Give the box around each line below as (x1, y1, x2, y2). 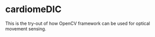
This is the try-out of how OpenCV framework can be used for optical (5, 20, 150, 26)
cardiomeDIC (5, 4, 62, 15)
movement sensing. (5, 25, 47, 31)
